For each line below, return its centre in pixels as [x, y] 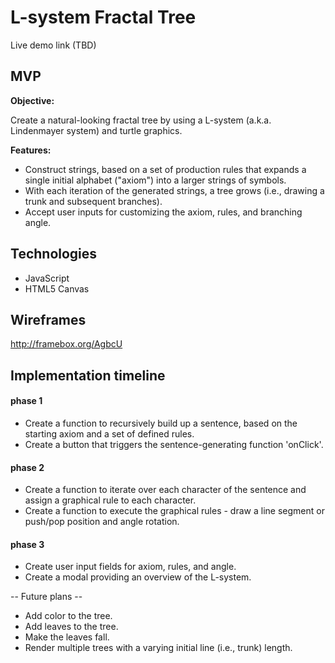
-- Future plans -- [46, 597]
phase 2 [27, 467]
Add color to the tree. [68, 616]
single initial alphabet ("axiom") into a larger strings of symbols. [155, 180]
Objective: [32, 100]
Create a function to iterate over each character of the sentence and [165, 490]
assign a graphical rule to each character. [110, 500]
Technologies [54, 254]
